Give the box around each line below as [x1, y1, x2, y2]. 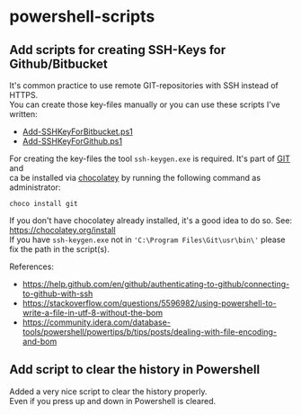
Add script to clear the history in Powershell [9, 362, 261, 377]
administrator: [9, 182, 61, 193]
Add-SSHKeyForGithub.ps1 [22, 136, 123, 146]
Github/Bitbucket [9, 56, 108, 71]
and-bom [22, 336, 58, 347]
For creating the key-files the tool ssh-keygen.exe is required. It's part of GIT [9, 153, 290, 164]
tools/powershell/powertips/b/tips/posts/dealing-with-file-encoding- [22, 327, 277, 337]
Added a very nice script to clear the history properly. [9, 385, 208, 397]
